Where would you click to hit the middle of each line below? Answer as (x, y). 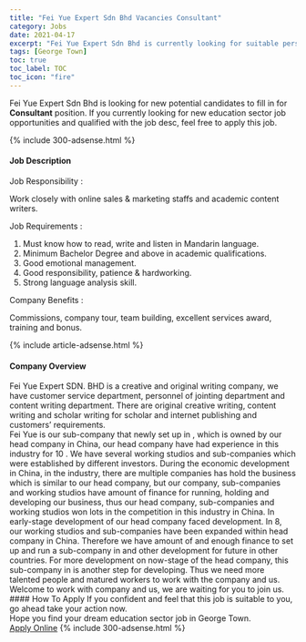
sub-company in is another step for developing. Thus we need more (137, 570)
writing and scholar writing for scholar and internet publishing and (133, 415)
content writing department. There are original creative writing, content (143, 405)
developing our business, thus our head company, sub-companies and (142, 503)
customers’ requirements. (58, 425)
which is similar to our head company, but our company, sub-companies (145, 483)
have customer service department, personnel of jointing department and (147, 396)
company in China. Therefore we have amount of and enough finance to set (152, 541)
